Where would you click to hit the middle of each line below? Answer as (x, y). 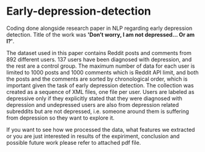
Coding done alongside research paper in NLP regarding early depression (99, 28)
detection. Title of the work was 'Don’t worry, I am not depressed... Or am (100, 34)
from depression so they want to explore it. (61, 118)
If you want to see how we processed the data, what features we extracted (101, 129)
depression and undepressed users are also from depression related (93, 104)
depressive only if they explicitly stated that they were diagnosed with (94, 98)
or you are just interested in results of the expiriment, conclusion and (93, 136)
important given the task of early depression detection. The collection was (100, 85)
